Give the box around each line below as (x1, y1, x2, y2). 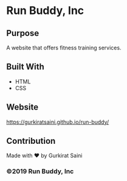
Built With (6, 62, 44, 72)
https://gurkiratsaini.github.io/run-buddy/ (6, 118, 109, 126)
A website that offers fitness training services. (6, 44, 122, 51)
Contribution (6, 136, 56, 146)
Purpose (6, 28, 39, 38)
